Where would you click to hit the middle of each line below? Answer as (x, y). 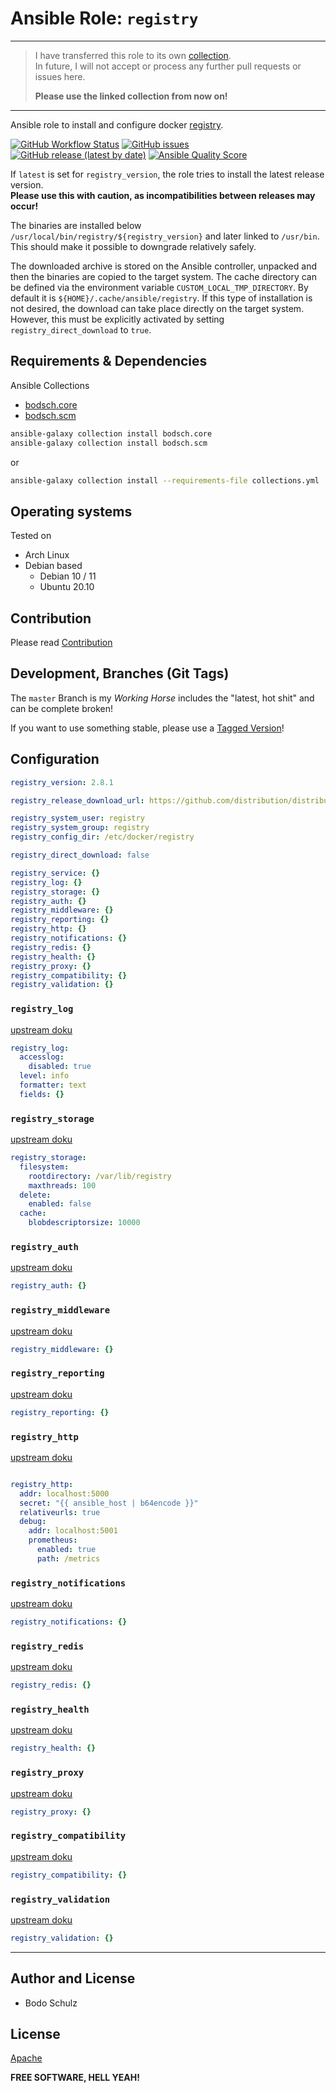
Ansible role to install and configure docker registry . (117, 124)
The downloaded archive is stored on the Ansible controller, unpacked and (163, 266)
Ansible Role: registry (104, 18)
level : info (44, 1076)
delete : (35, 1195)
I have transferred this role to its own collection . (133, 55)
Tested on (31, 536)
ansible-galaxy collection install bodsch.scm (109, 443)
